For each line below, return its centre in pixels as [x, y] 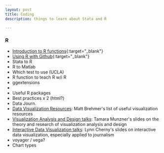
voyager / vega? [29, 140]
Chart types [24, 145]
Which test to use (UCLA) [38, 72]
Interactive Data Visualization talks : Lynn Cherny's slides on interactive [84, 129]
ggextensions [26, 82]
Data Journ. [24, 103]
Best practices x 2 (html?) [38, 98]
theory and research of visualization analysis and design [69, 124]
